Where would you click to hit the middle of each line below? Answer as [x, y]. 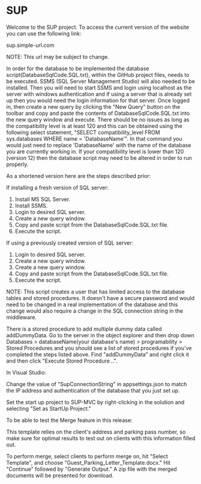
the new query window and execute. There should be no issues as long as [98, 119]
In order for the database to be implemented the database [78, 68]
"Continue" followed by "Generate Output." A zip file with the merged [91, 469]
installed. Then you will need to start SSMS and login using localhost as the [99, 87]
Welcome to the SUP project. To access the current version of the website [98, 27]
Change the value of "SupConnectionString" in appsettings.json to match [97, 384]
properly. [17, 164]
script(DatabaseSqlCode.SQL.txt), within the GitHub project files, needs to [98, 75]
